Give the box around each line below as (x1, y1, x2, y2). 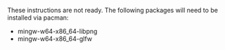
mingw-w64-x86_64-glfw (17, 35, 93, 43)
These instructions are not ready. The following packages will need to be (7, 6, 218, 14)
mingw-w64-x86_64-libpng (17, 27, 98, 35)
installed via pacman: (7, 13, 69, 22)
